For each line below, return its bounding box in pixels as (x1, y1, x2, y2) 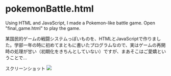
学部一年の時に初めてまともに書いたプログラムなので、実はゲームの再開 (14, 42, 166, 48)
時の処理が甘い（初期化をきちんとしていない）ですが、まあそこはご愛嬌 (5, 48, 157, 54)
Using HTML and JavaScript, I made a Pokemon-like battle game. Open (5, 20, 156, 26)
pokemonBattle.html (5, 3, 94, 15)
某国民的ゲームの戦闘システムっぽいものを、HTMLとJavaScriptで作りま (5, 35, 157, 42)
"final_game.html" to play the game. (5, 25, 81, 31)
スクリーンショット (5, 65, 46, 71)
